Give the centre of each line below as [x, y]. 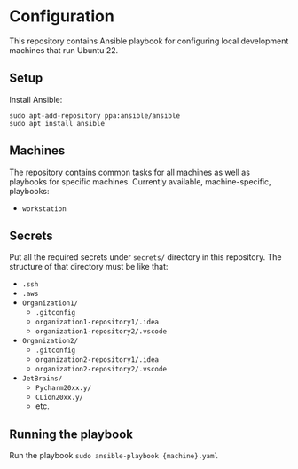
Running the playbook [71, 434]
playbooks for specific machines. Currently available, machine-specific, [141, 181]
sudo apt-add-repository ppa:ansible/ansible [94, 116]
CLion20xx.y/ [59, 398]
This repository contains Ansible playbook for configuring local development [149, 41]
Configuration [62, 16]
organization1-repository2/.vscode [101, 332]
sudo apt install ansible [57, 123]
